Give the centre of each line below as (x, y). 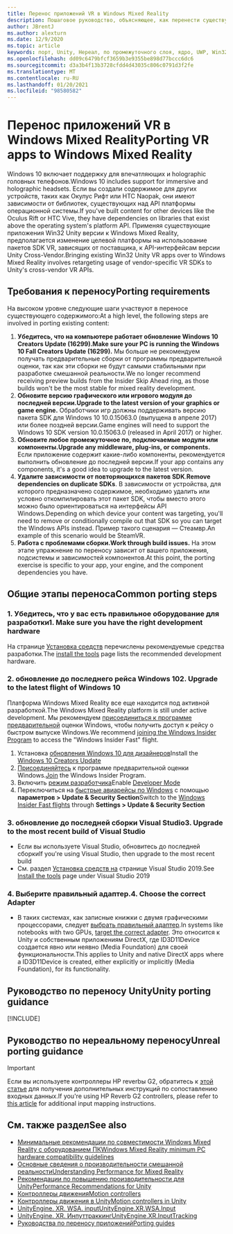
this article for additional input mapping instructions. (81, 1104)
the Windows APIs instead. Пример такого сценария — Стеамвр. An (116, 528)
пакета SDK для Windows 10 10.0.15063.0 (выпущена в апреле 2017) (117, 418)
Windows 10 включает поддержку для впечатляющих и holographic (107, 174)
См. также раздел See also (67, 1125)
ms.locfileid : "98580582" (44, 91)
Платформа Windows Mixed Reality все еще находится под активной (109, 703)
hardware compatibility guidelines (66, 1156)
